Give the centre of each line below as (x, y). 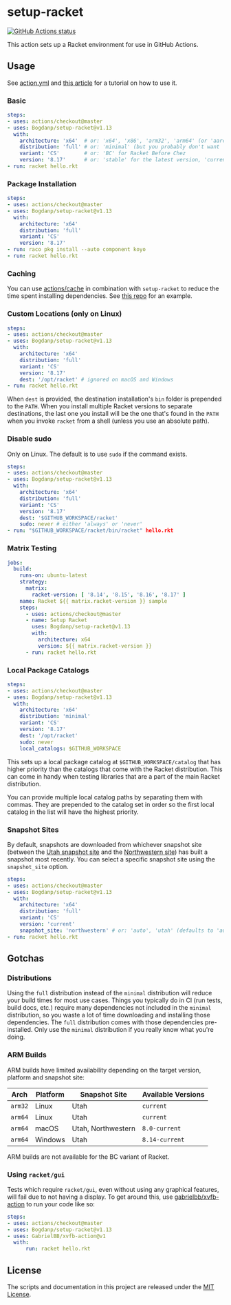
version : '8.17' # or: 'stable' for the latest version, (110, 160)
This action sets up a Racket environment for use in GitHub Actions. (103, 44)
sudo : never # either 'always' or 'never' (81, 524)
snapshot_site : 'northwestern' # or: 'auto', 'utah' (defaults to (117, 930)
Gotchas (26, 958)
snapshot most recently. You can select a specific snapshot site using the (111, 859)
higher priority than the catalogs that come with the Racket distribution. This (115, 769)
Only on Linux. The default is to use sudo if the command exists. (97, 454)
